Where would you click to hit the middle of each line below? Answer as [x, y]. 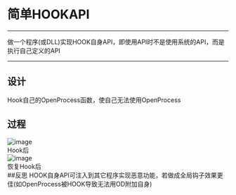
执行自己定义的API [34, 51]
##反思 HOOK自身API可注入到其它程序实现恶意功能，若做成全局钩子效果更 [115, 175]
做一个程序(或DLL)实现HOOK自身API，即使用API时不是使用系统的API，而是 [116, 42]
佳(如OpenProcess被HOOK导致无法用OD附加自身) [80, 184]
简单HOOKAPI [48, 14]
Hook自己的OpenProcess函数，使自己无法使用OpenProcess [94, 100]
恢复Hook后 [24, 166]
